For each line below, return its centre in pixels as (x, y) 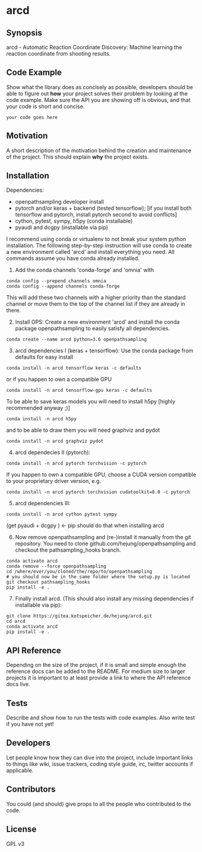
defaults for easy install (44, 357)
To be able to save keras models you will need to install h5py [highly (91, 402)
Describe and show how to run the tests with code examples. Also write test (100, 718)
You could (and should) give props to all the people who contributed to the (99, 804)
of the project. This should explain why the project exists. (77, 157)
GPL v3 (15, 844)
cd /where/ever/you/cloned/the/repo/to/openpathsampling (79, 572)
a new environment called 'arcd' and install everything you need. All (90, 252)
